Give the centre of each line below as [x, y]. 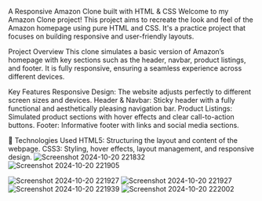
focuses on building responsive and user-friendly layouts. [101, 36]
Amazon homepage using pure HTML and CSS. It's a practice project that [127, 28]
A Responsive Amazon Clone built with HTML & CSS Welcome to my [118, 11]
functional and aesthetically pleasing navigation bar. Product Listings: [120, 108]
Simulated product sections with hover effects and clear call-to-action [122, 117]
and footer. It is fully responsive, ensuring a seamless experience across [125, 68]
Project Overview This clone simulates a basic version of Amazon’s [116, 51]
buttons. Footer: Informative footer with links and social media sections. [124, 125]
